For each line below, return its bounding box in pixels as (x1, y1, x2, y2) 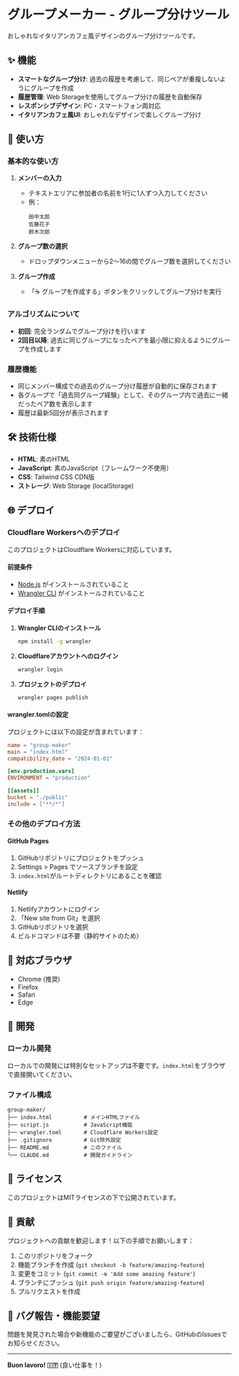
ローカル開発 (7, 1044, 52, 1054)
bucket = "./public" (7, 794, 69, 801)
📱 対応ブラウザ (7, 955, 73, 967)
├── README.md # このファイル (7, 1144, 122, 1151)
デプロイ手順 (7, 607, 45, 615)
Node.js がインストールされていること (17, 580, 129, 588)
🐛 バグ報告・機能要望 (7, 1310, 100, 1322)
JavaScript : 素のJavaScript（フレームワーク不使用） (17, 463, 173, 472)
